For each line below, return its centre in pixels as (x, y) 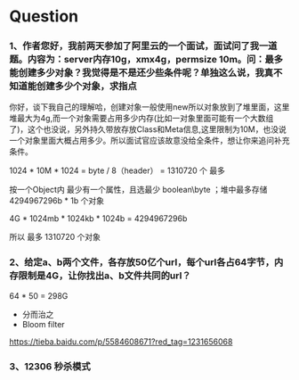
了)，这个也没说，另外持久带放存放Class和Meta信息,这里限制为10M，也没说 (148, 129)
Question (44, 17)
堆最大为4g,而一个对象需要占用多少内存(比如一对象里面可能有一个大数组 (141, 119)
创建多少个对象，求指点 (87, 87)
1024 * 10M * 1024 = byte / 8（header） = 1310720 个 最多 (117, 170)
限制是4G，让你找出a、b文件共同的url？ (105, 276)
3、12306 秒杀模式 (50, 366)
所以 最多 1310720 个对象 (55, 237)
